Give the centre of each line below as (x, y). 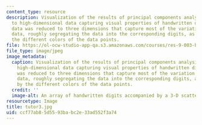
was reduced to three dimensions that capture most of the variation (106, 73)
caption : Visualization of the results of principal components (94, 62)
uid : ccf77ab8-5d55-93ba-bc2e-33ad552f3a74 (62, 112)
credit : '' (25, 90)
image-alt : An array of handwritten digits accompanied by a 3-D (95, 96)
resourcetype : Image (32, 101)
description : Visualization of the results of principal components (94, 17)
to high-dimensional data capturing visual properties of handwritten (102, 23)
